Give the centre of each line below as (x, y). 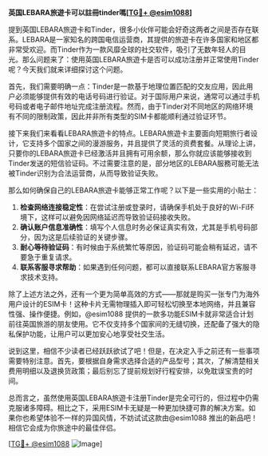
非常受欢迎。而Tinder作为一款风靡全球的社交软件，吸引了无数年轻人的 (124, 50)
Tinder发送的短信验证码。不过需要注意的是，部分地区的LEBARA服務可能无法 (134, 163)
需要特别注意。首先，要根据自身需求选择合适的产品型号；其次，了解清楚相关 (134, 361)
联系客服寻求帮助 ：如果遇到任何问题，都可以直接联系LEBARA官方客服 (134, 267)
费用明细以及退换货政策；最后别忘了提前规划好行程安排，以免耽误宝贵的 (127, 371)
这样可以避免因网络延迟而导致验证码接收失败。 (118, 217)
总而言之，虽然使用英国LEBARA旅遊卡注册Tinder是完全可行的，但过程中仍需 (134, 398)
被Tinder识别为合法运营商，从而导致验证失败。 (85, 173)
